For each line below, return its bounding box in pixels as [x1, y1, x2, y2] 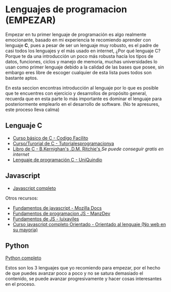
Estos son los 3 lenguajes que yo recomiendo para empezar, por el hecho [5, 265, 160, 271]
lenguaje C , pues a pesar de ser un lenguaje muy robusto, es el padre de [5, 42, 159, 48]
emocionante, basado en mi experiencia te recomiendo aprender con [5, 37, 151, 43]
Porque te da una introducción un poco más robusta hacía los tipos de [5, 53, 154, 59]
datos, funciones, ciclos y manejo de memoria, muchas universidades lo [5, 58, 158, 64]
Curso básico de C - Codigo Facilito [12, 134, 89, 141]
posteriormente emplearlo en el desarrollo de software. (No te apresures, [5, 101, 160, 107]
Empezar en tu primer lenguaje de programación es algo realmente [5, 31, 147, 37]
